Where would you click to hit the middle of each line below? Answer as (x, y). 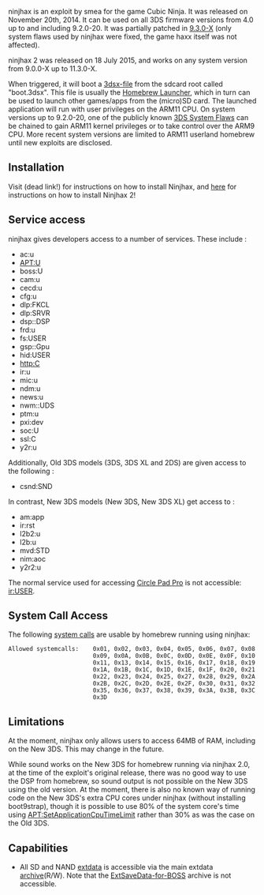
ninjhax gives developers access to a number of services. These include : (127, 239)
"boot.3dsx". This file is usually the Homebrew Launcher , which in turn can (129, 92)
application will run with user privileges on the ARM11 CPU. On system (122, 109)
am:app (32, 517)
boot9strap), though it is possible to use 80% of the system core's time (124, 807)
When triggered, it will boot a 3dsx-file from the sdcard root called (115, 84)
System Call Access (58, 616)
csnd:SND (36, 486)
